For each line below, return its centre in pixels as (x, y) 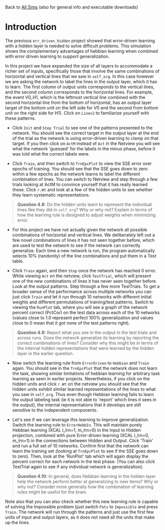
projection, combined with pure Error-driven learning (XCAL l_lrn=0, (81, 435)
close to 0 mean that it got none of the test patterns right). (71, 323)
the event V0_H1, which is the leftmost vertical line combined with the (75, 97)
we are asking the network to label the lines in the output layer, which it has (81, 81)
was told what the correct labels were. (51, 154)
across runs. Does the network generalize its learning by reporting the (88, 337)
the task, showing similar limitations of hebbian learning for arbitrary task (86, 373)
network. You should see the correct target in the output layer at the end (85, 133)
